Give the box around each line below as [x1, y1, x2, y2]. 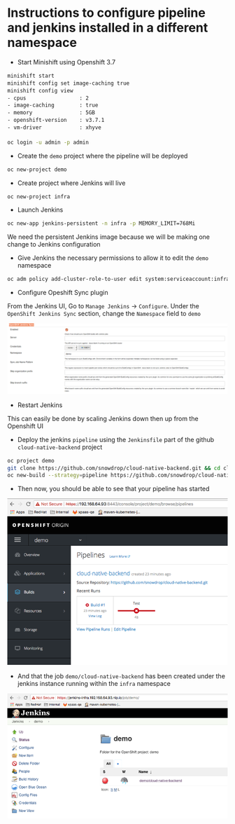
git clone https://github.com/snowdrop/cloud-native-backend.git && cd [7, 465, 220, 472]
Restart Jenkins [17, 401, 63, 409]
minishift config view [7, 87, 73, 94]
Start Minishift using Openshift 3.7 [17, 57, 116, 66]
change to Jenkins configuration [7, 240, 101, 249]
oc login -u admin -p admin [7, 139, 90, 146]
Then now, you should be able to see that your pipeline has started [17, 485, 210, 493]
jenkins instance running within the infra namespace [17, 679, 171, 687]
